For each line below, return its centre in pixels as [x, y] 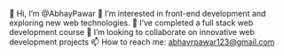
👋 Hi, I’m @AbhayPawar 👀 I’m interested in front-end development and [138, 14]
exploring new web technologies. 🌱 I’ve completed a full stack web [131, 23]
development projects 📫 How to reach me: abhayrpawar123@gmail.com [142, 42]
